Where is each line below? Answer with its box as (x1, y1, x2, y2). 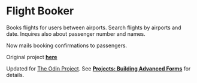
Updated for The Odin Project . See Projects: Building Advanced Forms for (6, 64, 191, 72)
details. (6, 71, 25, 78)
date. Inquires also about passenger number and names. (6, 30, 146, 37)
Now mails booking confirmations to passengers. (6, 42, 128, 49)
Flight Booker (6, 4, 74, 18)
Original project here (6, 53, 57, 60)
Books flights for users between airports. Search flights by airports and (6, 24, 181, 31)
